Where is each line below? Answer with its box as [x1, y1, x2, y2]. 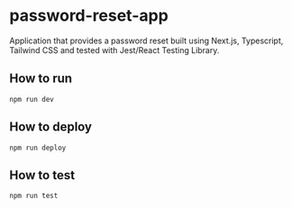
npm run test [9, 191, 59, 201]
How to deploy [9, 119, 93, 135]
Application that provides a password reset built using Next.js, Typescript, [9, 35, 284, 46]
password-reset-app [9, 5, 169, 26]
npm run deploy [9, 143, 67, 152]
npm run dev [9, 95, 54, 104]
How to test [9, 168, 75, 183]
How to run [9, 71, 73, 86]
